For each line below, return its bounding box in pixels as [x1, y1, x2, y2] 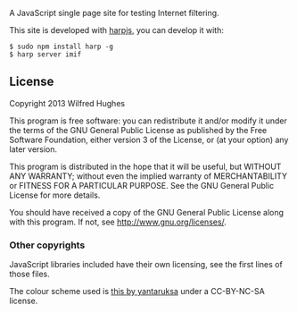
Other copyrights [9, 239, 86, 251]
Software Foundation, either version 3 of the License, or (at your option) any [9, 134, 289, 145]
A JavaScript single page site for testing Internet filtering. [9, 8, 220, 18]
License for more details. [9, 190, 101, 200]
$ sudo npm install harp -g [9, 42, 114, 51]
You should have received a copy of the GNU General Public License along [9, 207, 284, 217]
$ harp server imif [9, 50, 82, 59]
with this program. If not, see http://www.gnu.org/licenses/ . [9, 216, 227, 227]
